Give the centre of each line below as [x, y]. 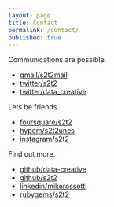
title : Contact [33, 23]
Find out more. [32, 154]
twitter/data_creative [53, 92]
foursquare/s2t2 [46, 122]
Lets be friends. [33, 107]
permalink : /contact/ [44, 30]
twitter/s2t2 [38, 83]
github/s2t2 [38, 178]
